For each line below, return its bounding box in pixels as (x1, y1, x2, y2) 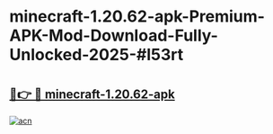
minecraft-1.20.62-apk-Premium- (9, 6, 265, 27)
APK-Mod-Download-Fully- (9, 25, 218, 46)
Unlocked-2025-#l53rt (9, 45, 184, 65)
